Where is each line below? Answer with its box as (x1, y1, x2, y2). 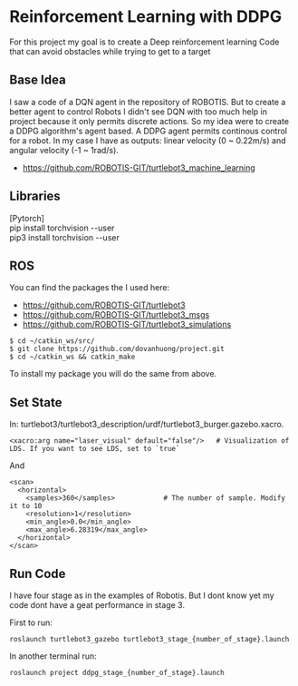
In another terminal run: (9, 651, 97, 661)
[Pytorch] (9, 212, 45, 223)
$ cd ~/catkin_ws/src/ (9, 337, 95, 346)
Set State (9, 395, 62, 410)
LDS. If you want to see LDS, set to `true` (9, 445, 180, 454)
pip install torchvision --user (9, 222, 115, 233)
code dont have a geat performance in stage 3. (9, 600, 186, 610)
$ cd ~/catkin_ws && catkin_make (9, 352, 136, 362)
